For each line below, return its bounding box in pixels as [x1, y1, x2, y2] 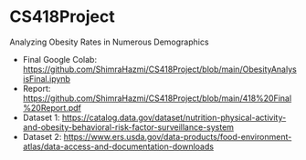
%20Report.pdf [22, 102, 82, 113]
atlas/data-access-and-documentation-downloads [22, 141, 215, 152]
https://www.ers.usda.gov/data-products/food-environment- [63, 131, 292, 142]
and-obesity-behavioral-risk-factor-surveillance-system [22, 121, 235, 133]
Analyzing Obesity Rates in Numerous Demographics [9, 36, 209, 47]
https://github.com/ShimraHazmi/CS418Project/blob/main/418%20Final [22, 93, 292, 104]
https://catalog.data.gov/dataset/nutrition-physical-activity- [62, 112, 287, 123]
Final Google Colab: [22, 54, 98, 65]
